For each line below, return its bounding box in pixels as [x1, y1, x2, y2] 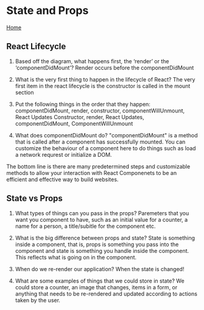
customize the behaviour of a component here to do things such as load [15, 144, 196, 152]
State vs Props [6, 193, 63, 204]
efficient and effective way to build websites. [6, 176, 119, 183]
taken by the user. [15, 296, 61, 304]
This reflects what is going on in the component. [15, 253, 137, 261]
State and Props [6, 4, 89, 18]
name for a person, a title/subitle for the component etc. [15, 222, 156, 230]
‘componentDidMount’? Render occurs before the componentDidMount [15, 64, 194, 71]
